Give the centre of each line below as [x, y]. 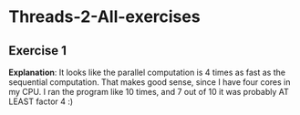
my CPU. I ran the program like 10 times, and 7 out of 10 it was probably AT [149, 92]
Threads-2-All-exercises [105, 17]
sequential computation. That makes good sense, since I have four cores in [150, 82]
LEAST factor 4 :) [41, 101]
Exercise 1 [38, 51]
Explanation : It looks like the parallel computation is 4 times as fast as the [147, 72]
